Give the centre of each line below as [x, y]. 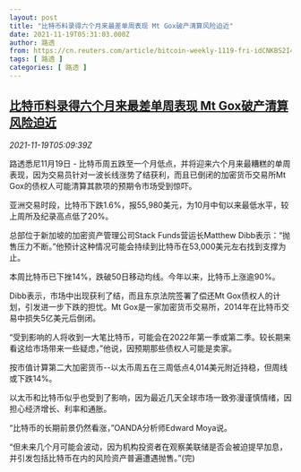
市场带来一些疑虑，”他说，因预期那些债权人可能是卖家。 [135, 348]
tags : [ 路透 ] [36, 59]
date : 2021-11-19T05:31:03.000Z [69, 34]
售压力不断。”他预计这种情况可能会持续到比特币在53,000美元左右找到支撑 [144, 246]
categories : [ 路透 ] [48, 68]
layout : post [34, 17]
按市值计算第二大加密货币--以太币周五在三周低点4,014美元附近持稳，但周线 [149, 367]
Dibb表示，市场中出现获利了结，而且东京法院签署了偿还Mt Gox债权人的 [141, 296]
